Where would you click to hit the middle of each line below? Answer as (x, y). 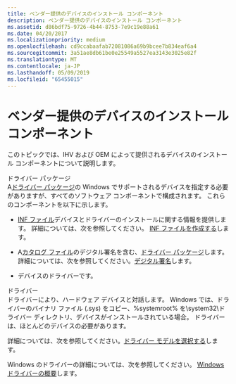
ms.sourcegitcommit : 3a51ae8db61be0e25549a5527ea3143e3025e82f (102, 53)
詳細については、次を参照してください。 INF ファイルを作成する (124, 229)
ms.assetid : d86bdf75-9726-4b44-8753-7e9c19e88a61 (83, 27)
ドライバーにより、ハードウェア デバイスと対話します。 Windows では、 (112, 300)
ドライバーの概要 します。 (44, 373)
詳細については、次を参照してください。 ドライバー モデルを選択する (107, 341)
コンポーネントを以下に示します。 (62, 205)
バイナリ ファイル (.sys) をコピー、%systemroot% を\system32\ (125, 308)
